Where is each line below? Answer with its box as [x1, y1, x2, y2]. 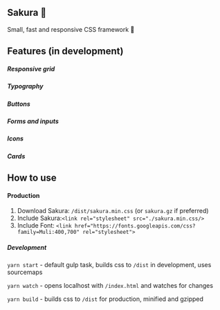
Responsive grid [7, 64, 55, 73]
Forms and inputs [7, 117, 59, 125]
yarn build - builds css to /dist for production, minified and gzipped [7, 295, 204, 303]
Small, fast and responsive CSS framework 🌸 [7, 25, 135, 33]
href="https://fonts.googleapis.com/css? [75, 223, 196, 230]
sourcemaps [7, 268, 43, 277]
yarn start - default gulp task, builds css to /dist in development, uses [7, 261, 212, 269]
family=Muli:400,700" [17, 229, 80, 236]
